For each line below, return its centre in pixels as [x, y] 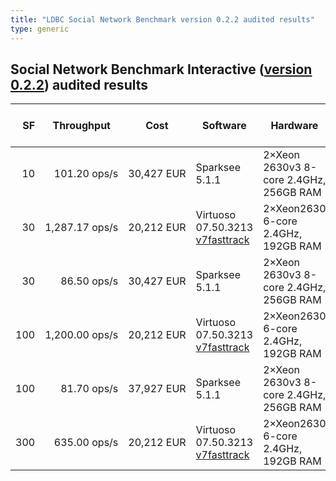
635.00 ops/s [86, 443]
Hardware [294, 126]
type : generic [40, 29]
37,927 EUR [157, 389]
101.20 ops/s [86, 174]
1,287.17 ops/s [81, 228]
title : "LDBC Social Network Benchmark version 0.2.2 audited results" [162, 19]
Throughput [81, 126]
